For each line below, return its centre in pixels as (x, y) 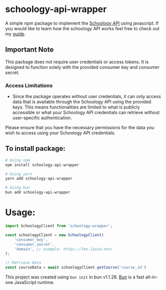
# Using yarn (19, 174)
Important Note (29, 50)
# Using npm (17, 160)
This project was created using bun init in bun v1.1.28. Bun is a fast (75, 277)
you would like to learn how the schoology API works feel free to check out (82, 28)
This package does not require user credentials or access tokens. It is (77, 62)
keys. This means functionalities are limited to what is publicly (76, 107)
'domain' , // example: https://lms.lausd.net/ (63, 249)
